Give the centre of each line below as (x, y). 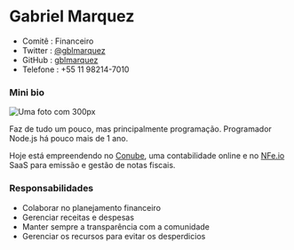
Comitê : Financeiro (58, 41)
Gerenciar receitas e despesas (78, 217)
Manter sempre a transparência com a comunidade (116, 226)
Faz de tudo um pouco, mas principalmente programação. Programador (141, 129)
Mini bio (27, 93)
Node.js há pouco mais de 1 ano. (69, 139)
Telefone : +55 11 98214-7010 (75, 69)
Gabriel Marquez (72, 16)
